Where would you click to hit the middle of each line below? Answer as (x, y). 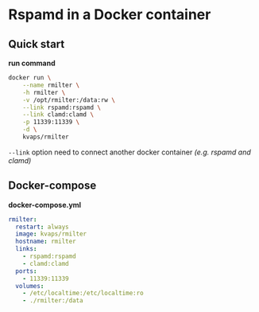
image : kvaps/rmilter (51, 234)
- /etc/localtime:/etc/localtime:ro (83, 293)
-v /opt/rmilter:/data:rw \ (69, 100)
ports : (26, 271)
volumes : (30, 286)
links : (26, 249)
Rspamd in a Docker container (110, 15)
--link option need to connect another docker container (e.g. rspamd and (130, 152)
